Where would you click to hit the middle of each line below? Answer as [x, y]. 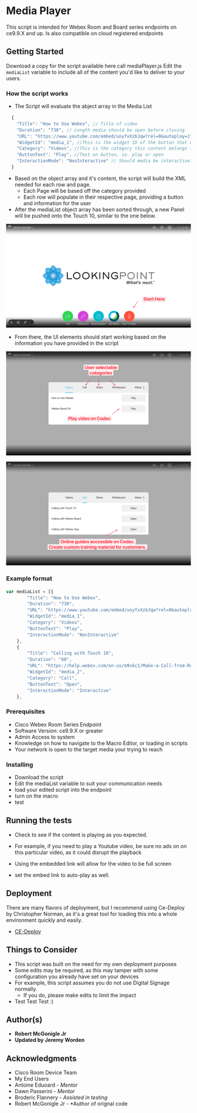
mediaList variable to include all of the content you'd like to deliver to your [96, 72]
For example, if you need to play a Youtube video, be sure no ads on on [101, 846]
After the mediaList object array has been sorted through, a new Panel [99, 209]
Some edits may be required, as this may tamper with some [86, 970]
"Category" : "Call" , [52, 678]
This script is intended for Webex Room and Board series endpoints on [91, 27]
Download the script [39, 777]
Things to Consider [42, 950]
